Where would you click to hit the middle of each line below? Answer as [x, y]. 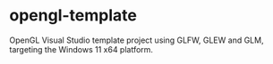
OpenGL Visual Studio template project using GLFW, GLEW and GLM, [136, 40]
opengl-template [73, 16]
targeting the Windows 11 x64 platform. [81, 49]
